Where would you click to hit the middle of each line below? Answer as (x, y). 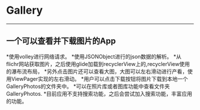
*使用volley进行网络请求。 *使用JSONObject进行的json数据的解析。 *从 (94, 56)
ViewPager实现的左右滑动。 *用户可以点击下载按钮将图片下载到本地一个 (100, 78)
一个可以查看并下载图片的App (61, 41)
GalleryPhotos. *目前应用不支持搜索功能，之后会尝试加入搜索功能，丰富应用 (99, 93)
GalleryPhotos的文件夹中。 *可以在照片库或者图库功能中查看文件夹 (88, 86)
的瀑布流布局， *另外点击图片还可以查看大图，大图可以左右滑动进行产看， (97, 71)
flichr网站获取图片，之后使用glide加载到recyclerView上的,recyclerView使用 (98, 64)
